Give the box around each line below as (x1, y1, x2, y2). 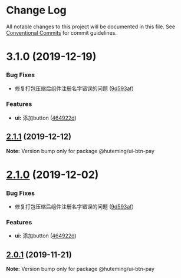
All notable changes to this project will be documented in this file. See (6, 23, 176, 30)
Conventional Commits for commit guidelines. (6, 29, 117, 36)
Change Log (6, 4, 67, 17)
